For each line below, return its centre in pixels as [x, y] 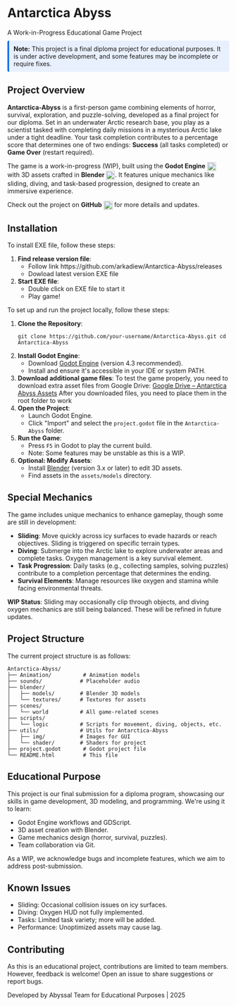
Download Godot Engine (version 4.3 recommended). [105, 364]
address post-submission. [45, 866]
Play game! [44, 297]
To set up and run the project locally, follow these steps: [89, 310]
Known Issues [39, 888]
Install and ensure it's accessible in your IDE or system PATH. [117, 371]
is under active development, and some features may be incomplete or [116, 56]
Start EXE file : [38, 281]
